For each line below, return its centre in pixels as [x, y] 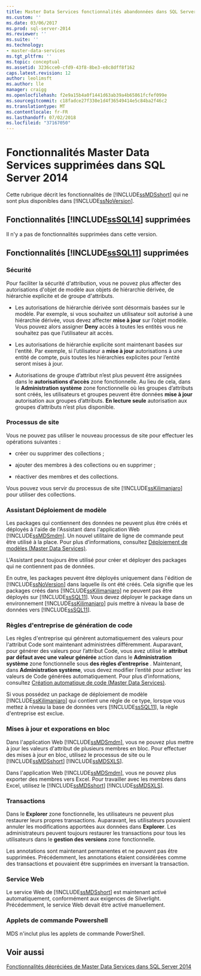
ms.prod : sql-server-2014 [38, 28]
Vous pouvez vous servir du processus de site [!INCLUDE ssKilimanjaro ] [94, 488]
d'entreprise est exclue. [35, 713]
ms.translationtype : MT [36, 106]
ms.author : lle [25, 84]
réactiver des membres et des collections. [66, 476]
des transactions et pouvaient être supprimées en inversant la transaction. [98, 864]
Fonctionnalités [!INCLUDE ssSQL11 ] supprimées [98, 253]
